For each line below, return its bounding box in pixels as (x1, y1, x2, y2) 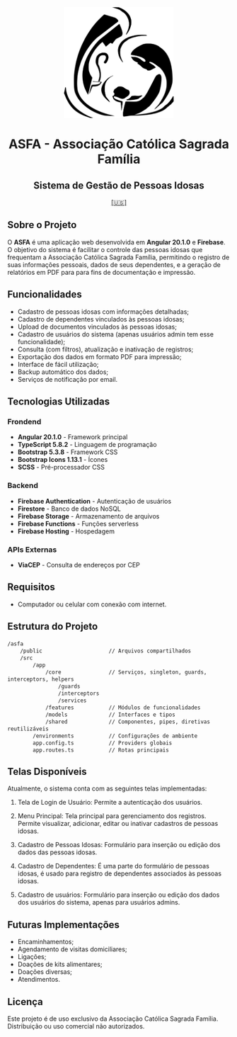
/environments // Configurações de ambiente (33, 732, 198, 739)
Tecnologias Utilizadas (7, 396, 110, 408)
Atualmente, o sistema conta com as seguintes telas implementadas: (7, 784, 207, 793)
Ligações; (17, 953, 47, 961)
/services (57, 697, 87, 704)
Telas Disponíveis (7, 765, 87, 778)
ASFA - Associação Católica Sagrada (8, 136, 230, 152)
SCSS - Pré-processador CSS (17, 463, 105, 472)
